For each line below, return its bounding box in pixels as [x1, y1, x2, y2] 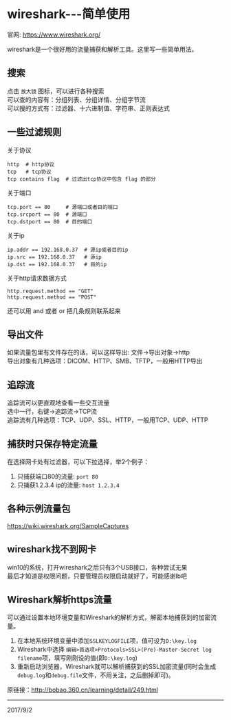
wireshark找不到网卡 [7, 543, 97, 555]
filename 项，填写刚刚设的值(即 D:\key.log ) [16, 654, 137, 662]
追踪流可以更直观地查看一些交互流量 [7, 399, 110, 407]
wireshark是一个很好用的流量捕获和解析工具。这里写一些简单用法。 [7, 45, 198, 53]
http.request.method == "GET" [7, 288, 94, 294]
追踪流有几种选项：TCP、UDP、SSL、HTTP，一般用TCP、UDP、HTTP [7, 416, 208, 424]
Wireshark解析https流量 [7, 594, 112, 606]
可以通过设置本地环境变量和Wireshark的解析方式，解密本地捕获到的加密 [7, 613, 211, 621]
